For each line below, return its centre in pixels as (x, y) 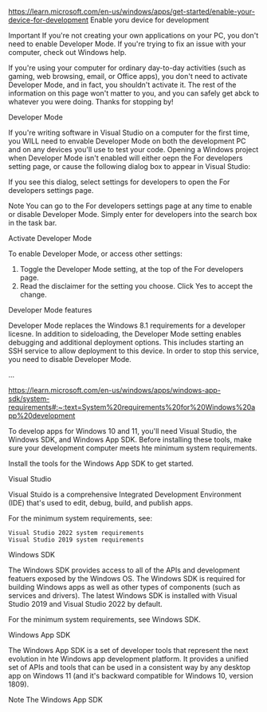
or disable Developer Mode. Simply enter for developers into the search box (133, 214)
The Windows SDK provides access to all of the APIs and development (124, 570)
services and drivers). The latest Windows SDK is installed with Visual (123, 596)
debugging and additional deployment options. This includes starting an (126, 342)
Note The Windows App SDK (56, 700)
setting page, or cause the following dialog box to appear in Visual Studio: (130, 166)
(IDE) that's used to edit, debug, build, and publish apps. (101, 503)
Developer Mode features (50, 310)
